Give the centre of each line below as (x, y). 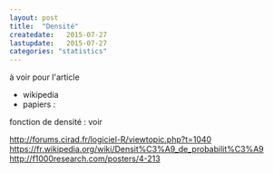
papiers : (39, 104)
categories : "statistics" (58, 52)
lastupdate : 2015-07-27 (58, 43)
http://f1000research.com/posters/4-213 (85, 159)
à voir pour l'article (44, 77)
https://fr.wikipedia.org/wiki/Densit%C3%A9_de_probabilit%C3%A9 (137, 149)
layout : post (34, 18)
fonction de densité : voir (56, 122)
